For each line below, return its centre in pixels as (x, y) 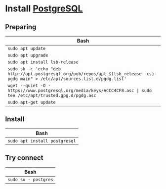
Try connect (24, 158)
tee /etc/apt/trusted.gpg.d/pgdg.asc (52, 95)
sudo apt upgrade (28, 55)
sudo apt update (27, 48)
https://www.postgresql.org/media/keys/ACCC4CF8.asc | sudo (80, 90)
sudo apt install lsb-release (43, 62)
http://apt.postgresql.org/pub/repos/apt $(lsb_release (75, 74)
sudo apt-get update (32, 102)
